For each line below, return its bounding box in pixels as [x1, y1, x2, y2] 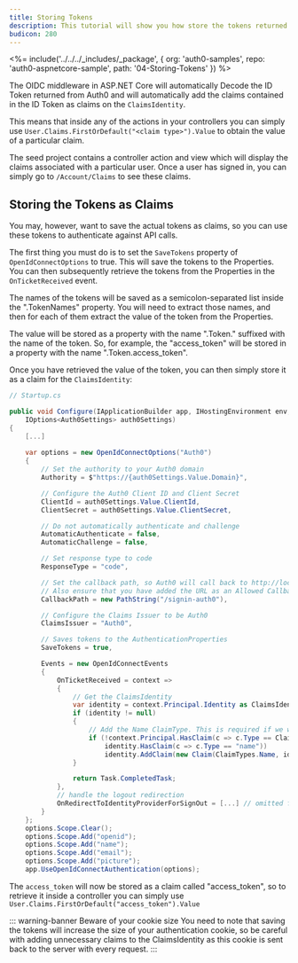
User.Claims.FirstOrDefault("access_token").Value [9, 899, 200, 909]
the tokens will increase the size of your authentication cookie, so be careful [9, 924, 288, 936]
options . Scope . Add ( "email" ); [25, 849, 133, 857]
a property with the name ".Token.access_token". [9, 348, 189, 358]
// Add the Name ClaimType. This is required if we [88, 725, 284, 734]
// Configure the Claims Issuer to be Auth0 [41, 611, 208, 620]
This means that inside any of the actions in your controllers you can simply [9, 116, 286, 127]
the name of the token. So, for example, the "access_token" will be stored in [9, 338, 286, 348]
